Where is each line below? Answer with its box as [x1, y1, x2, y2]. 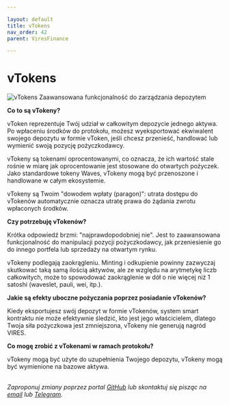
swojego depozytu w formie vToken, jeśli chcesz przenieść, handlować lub [7, 134, 218, 142]
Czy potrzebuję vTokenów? [7, 218, 87, 226]
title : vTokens [7, 22, 51, 29]
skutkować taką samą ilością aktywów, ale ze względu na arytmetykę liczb [7, 266, 217, 274]
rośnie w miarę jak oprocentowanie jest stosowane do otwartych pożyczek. [7, 162, 219, 170]
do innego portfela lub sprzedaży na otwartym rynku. [7, 246, 157, 254]
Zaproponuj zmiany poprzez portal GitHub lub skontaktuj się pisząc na [7, 383, 207, 391]
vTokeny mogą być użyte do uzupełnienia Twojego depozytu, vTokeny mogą [7, 355, 223, 363]
